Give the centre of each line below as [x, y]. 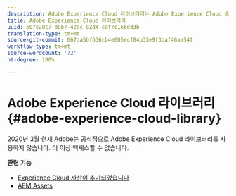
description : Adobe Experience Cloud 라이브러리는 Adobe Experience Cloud [115, 14]
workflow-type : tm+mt [39, 47]
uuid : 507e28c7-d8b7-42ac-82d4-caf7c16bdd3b [73, 27]
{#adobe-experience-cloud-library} [114, 118]
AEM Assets [35, 185]
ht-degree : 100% [31, 60]
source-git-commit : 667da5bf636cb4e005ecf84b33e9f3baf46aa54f [100, 40]
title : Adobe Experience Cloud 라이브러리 [67, 20]
